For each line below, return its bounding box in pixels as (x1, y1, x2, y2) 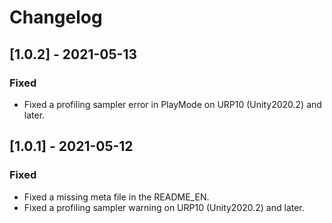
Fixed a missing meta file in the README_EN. (23, 191, 210, 203)
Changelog (9, 6, 103, 29)
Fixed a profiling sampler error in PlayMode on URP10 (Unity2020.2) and (23, 98, 322, 110)
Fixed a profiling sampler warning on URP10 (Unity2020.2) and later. (23, 201, 305, 213)
